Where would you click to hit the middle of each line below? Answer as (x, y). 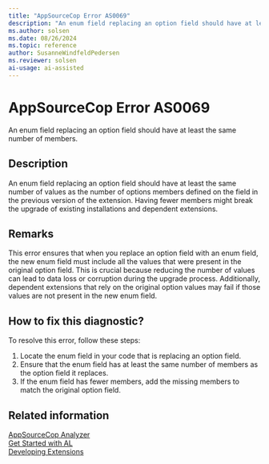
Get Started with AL (41, 443)
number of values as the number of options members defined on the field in (133, 191)
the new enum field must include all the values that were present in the (125, 262)
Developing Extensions (46, 451)
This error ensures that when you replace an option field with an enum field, (133, 253)
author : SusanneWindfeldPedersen (64, 53)
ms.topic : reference (43, 46)
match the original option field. (70, 390)
